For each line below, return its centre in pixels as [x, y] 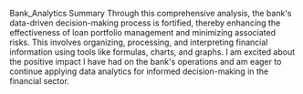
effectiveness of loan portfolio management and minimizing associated [143, 32]
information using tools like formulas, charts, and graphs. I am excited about [152, 52]
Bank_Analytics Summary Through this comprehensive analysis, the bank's [151, 13]
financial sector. [40, 81]
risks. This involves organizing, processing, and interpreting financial [139, 42]
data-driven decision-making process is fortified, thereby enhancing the [145, 23]
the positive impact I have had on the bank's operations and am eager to [146, 62]
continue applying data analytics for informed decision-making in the [139, 71]
